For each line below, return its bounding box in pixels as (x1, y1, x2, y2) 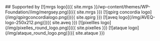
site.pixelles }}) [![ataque (77, 25, 128, 31)
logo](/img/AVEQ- (118, 14, 156, 20)
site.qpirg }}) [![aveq (76, 14, 118, 20)
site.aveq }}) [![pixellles (52, 20, 100, 25)
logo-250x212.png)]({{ (5, 20, 51, 25)
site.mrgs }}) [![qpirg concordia (77, 9, 141, 15)
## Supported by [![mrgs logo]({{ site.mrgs (5, 4, 93, 9)
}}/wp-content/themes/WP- (93, 4, 151, 9)
